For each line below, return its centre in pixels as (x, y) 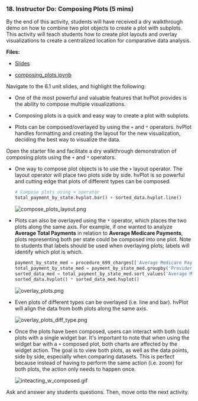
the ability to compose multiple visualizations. (70, 104)
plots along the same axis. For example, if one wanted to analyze (93, 227)
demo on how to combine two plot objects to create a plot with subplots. (94, 28)
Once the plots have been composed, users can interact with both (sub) (102, 331)
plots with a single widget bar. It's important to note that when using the (102, 337)
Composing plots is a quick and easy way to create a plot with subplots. (102, 116)
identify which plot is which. (49, 252)
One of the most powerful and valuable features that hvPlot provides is (101, 98)
